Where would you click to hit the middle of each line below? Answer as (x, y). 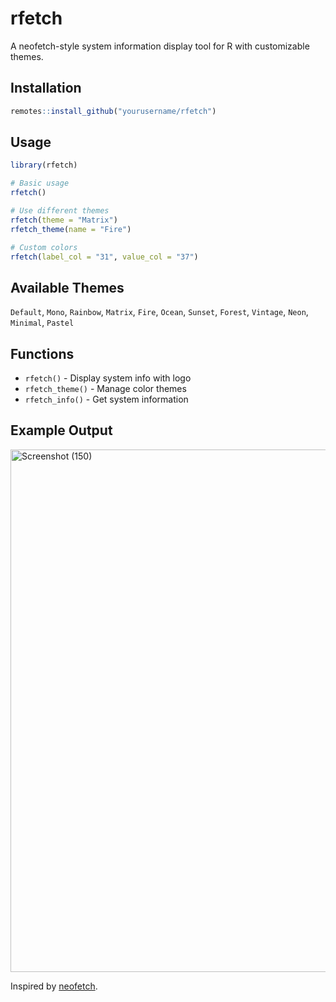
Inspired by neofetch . (54, 986)
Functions (42, 353)
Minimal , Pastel (42, 323)
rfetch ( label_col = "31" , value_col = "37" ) (104, 257)
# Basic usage (40, 183)
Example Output (61, 430)
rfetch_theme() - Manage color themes (105, 389)
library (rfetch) (44, 165)
